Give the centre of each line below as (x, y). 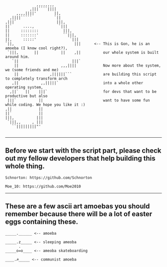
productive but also (27, 96)
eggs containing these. (42, 222)
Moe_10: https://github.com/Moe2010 (43, 186)
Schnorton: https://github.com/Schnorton (49, 178)
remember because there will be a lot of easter (79, 214)
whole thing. (25, 166)
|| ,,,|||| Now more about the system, (88, 66)
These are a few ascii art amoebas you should (78, 206)
